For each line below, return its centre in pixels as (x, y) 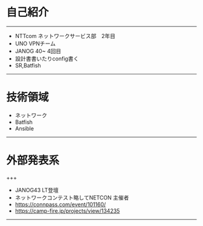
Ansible (24, 128)
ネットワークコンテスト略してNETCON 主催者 (72, 198)
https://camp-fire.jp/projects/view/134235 (67, 211)
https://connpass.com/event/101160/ (60, 204)
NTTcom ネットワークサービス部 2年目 (65, 36)
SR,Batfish (28, 65)
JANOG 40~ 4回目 (38, 51)
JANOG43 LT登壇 (37, 190)
